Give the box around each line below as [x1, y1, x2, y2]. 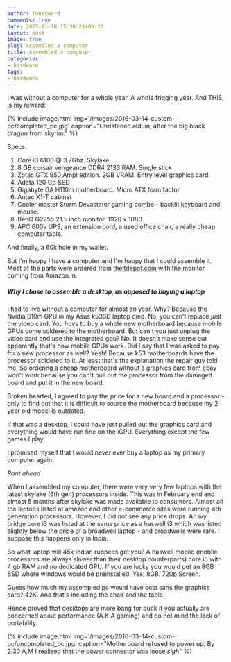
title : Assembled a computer [7, 49, 92, 56]
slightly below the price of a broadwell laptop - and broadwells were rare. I [7, 527, 220, 535]
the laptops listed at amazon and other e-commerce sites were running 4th [7, 504, 221, 514]
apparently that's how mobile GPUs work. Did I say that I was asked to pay [7, 341, 220, 350]
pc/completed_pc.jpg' [7, 122, 70, 130]
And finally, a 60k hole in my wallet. [7, 244, 109, 252]
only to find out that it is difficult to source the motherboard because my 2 [7, 400, 219, 408]
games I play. [7, 435, 45, 443]
